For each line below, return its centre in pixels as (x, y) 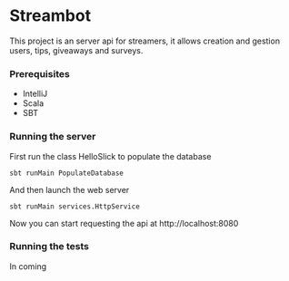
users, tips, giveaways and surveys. (76, 50)
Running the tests (49, 247)
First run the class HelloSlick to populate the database (110, 156)
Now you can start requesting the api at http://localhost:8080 (124, 223)
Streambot (50, 16)
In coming (28, 266)
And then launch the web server (70, 189)
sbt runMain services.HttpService (75, 206)
